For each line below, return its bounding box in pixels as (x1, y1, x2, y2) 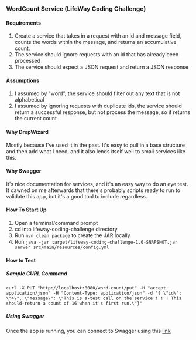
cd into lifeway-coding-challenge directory (14, 225, 118, 233)
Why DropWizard (6, 128, 49, 135)
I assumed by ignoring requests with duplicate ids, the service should (14, 102, 183, 110)
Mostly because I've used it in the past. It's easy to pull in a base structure (6, 142, 185, 149)
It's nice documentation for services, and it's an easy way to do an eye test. (6, 180, 188, 187)
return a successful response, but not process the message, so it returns (14, 109, 191, 116)
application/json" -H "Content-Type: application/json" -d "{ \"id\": (6, 290, 182, 296)
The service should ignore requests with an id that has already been (14, 51, 179, 58)
